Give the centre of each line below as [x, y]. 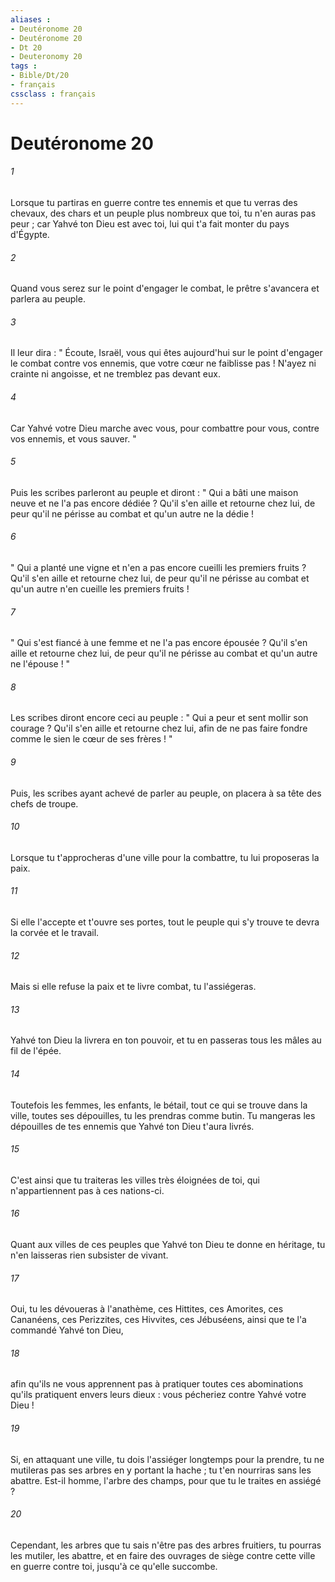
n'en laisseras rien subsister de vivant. [89, 1255]
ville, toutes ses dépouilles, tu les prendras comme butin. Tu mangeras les [163, 1115]
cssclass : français [53, 94]
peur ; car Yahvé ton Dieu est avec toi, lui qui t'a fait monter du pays [150, 224]
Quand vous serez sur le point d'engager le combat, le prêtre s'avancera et [165, 288]
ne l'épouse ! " [40, 664]
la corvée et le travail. [55, 933]
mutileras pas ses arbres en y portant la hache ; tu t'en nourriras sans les [161, 1470]
